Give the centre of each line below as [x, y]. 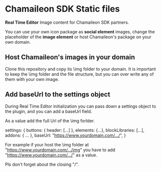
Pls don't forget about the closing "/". [42, 164]
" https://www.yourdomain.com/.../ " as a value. [51, 155]
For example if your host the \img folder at [47, 144]
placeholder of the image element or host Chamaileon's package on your [78, 37]
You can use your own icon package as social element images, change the [80, 31]
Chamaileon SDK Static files [62, 9]
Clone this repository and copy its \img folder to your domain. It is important [80, 69]
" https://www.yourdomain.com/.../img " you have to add [60, 150]
